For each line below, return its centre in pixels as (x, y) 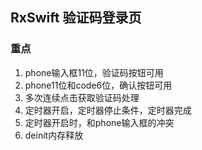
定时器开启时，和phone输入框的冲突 (99, 122)
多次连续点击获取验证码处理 (82, 97)
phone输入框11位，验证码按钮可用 (94, 72)
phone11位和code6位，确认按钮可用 (98, 85)
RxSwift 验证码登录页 (76, 18)
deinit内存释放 (54, 135)
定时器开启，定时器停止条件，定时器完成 (108, 110)
